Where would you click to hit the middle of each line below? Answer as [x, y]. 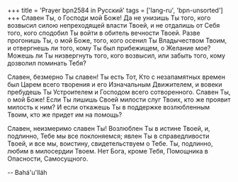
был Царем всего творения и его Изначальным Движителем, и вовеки [115, 84]
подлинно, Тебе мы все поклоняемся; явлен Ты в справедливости [108, 136]
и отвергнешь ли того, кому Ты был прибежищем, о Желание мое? [109, 48]
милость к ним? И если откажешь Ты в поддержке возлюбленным [109, 107]
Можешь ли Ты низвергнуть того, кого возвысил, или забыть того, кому [116, 55]
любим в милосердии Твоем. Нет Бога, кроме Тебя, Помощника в [108, 151]
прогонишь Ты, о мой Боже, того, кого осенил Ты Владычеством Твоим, [117, 41]
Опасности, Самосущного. [48, 159]
